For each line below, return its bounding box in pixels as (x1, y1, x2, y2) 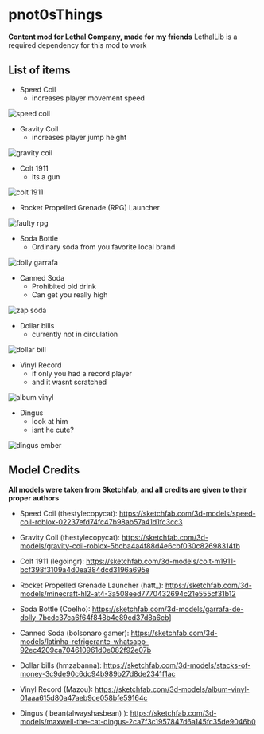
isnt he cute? (31, 425, 74, 434)
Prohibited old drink (31, 281, 97, 291)
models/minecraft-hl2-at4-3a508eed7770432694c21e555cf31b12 (19, 588, 236, 599)
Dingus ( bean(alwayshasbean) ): (19, 708, 129, 718)
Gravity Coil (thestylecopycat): (19, 532, 121, 542)
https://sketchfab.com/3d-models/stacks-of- (103, 660, 251, 670)
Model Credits (8, 464, 80, 477)
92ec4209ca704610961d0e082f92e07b (19, 645, 152, 654)
